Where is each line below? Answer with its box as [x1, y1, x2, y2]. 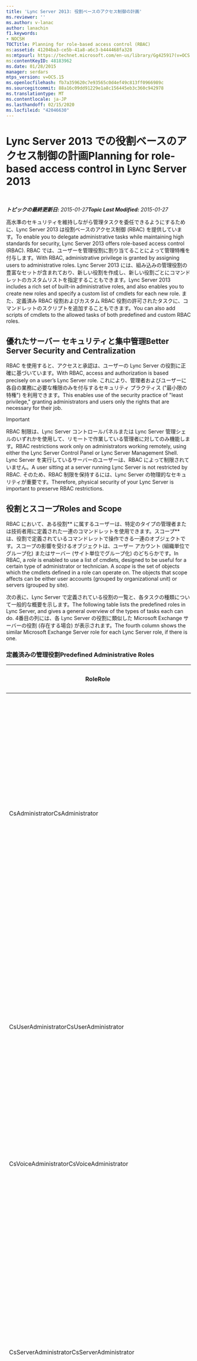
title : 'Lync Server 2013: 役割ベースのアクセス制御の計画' [6, 8, 142, 15]
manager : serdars [6, 69, 49, 75]
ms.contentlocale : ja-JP [6, 96, 67, 102]
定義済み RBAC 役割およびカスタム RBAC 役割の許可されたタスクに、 [16, 297, 184, 304]
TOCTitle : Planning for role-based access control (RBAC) [6, 42, 151, 48]
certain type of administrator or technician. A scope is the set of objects [6, 562, 180, 569]
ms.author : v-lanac [6, 19, 54, 25]
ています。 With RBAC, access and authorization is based [31, 369, 169, 377]
